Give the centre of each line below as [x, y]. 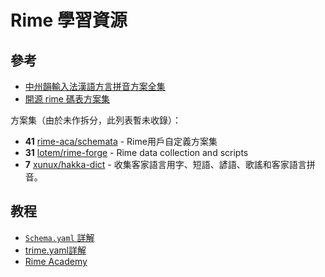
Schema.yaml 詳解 [59, 237]
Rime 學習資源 [69, 20]
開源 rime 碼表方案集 [67, 99]
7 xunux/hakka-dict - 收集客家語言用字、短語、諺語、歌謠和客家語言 [165, 164]
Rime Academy [56, 261]
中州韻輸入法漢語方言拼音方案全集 [95, 86]
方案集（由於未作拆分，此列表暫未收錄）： [96, 120]
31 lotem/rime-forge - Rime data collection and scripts [136, 152]
